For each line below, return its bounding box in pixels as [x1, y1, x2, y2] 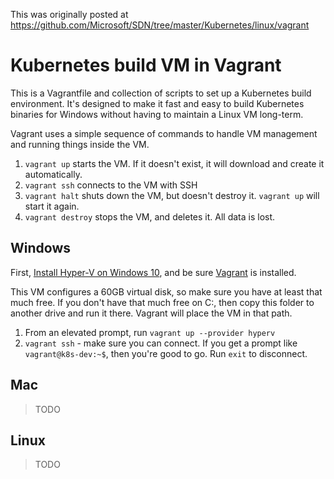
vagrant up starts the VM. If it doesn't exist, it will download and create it [24, 157, 325, 169]
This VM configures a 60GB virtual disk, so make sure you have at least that [10, 285, 323, 298]
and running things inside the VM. [10, 138, 150, 150]
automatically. [24, 168, 83, 180]
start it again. [24, 200, 80, 212]
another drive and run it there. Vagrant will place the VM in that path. [10, 307, 293, 319]
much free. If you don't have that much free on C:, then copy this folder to [10, 296, 315, 308]
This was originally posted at [10, 9, 129, 20]
